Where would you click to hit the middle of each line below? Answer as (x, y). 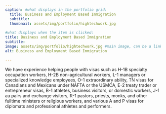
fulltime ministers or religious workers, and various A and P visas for (74, 101)
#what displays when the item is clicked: (49, 33)
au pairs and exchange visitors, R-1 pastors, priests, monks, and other (76, 95)
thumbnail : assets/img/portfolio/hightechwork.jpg (63, 23)
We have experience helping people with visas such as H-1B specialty (76, 69)
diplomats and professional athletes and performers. (59, 106)
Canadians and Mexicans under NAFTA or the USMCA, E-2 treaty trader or (81, 85)
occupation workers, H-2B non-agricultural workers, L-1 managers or (75, 75)
